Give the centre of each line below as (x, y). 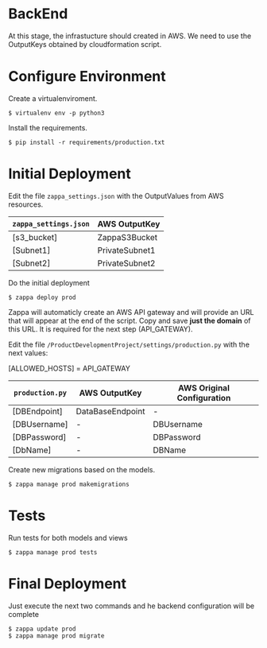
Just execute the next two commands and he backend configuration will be (132, 606)
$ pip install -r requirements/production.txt (87, 142)
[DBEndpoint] (38, 411)
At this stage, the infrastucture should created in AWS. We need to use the (130, 36)
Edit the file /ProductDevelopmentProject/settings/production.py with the (129, 344)
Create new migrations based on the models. (82, 469)
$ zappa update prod (43, 629)
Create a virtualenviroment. (53, 98)
